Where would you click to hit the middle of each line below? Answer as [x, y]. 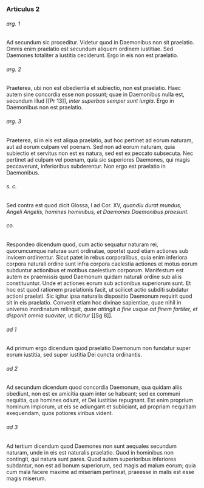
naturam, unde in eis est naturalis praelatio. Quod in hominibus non [90, 452]
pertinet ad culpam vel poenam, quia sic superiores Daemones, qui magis [98, 159]
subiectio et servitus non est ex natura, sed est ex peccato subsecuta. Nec [100, 153]
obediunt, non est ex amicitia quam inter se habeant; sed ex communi [93, 394]
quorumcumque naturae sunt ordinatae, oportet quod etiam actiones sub [97, 250]
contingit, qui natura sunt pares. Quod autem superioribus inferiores [91, 459]
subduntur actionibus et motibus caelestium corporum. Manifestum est [95, 270]
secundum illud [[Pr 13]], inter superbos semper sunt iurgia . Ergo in [90, 101]
